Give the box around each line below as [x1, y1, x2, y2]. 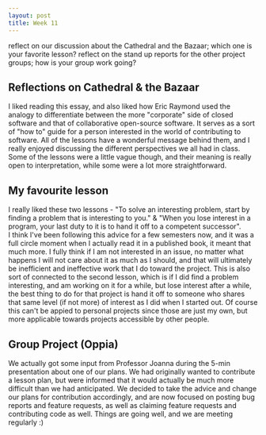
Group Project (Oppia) [8, 337, 119, 351]
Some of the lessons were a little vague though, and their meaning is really [8, 152, 252, 162]
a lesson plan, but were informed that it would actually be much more [8, 375, 234, 385]
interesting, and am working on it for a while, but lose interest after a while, [8, 281, 252, 291]
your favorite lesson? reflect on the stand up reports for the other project [8, 49, 245, 59]
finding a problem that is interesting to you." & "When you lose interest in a [8, 214, 251, 223]
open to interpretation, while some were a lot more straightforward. [8, 160, 227, 171]
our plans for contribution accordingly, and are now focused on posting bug [8, 392, 256, 402]
